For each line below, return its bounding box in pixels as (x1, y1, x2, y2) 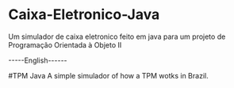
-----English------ (8, 55, 67, 65)
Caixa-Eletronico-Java (8, 6, 160, 24)
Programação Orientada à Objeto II (8, 40, 122, 49)
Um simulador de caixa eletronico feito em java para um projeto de (8, 32, 226, 41)
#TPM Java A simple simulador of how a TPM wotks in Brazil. (8, 71, 209, 80)
